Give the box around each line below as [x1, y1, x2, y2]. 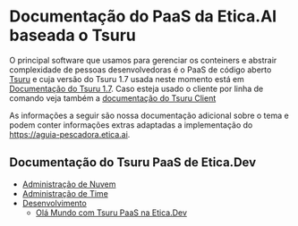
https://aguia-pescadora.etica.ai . [9, 129, 131, 139]
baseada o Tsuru [9, 25, 136, 46]
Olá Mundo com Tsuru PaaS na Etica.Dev [35, 207, 188, 218]
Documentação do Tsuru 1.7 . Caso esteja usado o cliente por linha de [9, 83, 264, 94]
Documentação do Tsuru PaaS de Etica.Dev [9, 155, 257, 171]
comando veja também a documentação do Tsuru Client [9, 92, 217, 104]
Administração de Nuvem [21, 179, 116, 189]
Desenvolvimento [21, 197, 87, 208]
